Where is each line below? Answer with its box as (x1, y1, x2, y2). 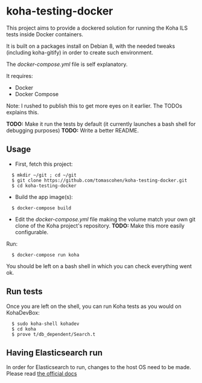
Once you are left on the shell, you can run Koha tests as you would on (6, 303, 182, 310)
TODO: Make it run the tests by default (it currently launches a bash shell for (6, 120, 196, 128)
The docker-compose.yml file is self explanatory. (6, 61, 128, 68)
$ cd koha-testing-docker (11, 183, 77, 189)
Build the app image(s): (14, 193, 74, 200)
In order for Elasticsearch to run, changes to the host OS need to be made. (6, 364, 191, 371)
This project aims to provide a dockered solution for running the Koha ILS (6, 24, 188, 31)
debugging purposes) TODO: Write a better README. (6, 126, 139, 134)
